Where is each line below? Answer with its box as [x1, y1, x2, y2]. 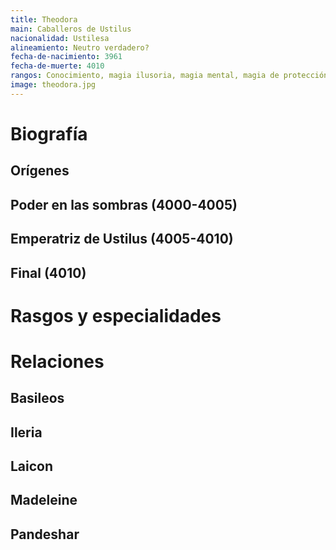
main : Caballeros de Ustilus [10, 24, 132, 34]
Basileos [10, 390, 65, 407]
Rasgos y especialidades [10, 304, 222, 327]
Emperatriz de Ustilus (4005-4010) [10, 231, 234, 248]
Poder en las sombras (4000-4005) [10, 196, 238, 213]
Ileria [10, 424, 43, 441]
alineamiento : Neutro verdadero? [10, 42, 150, 53]
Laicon [10, 458, 54, 475]
